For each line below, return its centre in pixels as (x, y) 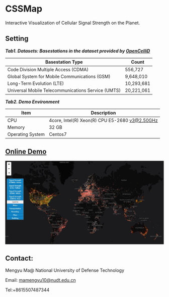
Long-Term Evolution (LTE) (36, 83)
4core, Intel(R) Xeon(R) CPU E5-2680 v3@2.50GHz (103, 120)
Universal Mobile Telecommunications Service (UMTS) (64, 90)
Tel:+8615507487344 (27, 290)
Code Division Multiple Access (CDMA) (48, 69)
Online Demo (26, 151)
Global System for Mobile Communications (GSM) (59, 76)
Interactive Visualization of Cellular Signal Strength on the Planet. (73, 23)
